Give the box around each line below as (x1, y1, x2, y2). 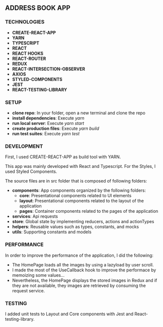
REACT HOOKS (12, 50, 44, 56)
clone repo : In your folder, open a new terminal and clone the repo (12, 110, 145, 116)
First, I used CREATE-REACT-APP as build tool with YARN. (5, 154, 121, 160)
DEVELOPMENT (5, 143, 43, 149)
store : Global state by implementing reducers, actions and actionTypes (12, 219, 154, 225)
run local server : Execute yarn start (12, 120, 84, 126)
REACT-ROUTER (12, 56, 46, 61)
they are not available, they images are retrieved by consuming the (12, 283, 146, 288)
